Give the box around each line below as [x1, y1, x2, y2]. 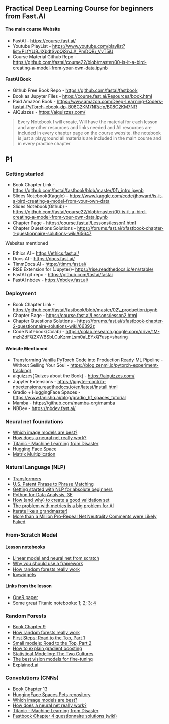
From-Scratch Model [5, 531, 57, 538]
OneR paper [12, 594, 38, 600]
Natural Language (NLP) [5, 464, 66, 471]
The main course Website [5, 26, 61, 32]
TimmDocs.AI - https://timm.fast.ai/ [12, 261, 87, 267]
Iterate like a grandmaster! [12, 508, 68, 514]
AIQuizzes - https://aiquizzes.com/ [12, 109, 86, 115]
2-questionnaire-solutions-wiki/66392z [12, 323, 95, 329]
